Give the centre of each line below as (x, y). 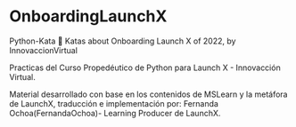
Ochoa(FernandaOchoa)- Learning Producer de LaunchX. (115, 113)
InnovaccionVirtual (44, 50)
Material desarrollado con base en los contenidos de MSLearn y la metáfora (148, 94)
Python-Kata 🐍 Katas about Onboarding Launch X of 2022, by (123, 41)
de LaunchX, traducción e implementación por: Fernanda (114, 103)
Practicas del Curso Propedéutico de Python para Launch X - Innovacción (145, 67)
